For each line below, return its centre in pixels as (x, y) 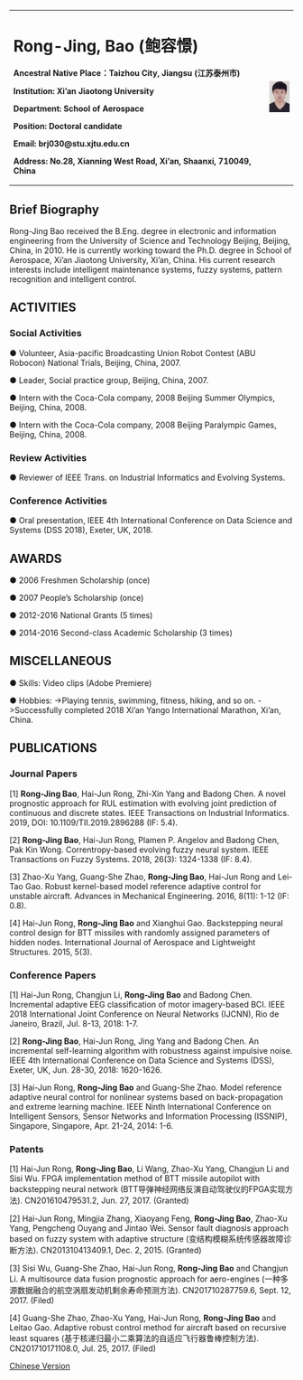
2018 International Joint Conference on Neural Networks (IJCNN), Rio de (144, 1014)
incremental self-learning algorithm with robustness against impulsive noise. (151, 1050)
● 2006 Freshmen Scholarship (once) (80, 580)
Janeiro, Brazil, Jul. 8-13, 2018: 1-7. (74, 1023)
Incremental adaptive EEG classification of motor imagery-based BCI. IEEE (147, 1004)
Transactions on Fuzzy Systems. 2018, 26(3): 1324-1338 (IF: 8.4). (131, 859)
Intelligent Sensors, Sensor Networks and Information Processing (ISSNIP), (148, 1116)
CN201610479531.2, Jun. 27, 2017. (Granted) (107, 1201)
